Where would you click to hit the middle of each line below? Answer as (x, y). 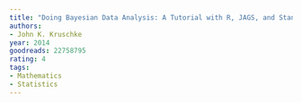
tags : (19, 68)
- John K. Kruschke (46, 34)
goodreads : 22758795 (48, 51)
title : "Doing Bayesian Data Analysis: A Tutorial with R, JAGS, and (142, 17)
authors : (26, 26)
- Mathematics (36, 76)
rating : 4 (28, 59)
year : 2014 (30, 43)
